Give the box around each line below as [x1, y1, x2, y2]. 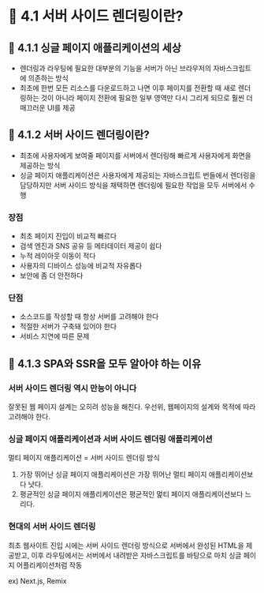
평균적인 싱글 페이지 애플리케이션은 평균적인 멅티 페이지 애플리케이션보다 [19, 490, 244, 499]
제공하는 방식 [19, 160, 61, 170]
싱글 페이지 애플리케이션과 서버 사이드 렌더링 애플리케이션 [8, 433, 213, 445]
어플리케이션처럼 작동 [16, 560, 83, 569]
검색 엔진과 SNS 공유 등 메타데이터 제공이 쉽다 [19, 242, 162, 251]
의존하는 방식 [28, 73, 69, 83]
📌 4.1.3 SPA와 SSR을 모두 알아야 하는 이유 [8, 357, 202, 370]
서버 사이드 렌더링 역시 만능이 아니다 [8, 382, 137, 393]
